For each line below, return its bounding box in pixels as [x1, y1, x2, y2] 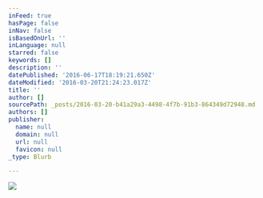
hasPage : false [8, 19, 59, 27]
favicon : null [15, 145, 62, 153]
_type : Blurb [8, 152, 52, 160]
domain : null [15, 130, 59, 138]
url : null [15, 137, 48, 146]
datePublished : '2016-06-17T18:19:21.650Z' [8, 71, 156, 79]
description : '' [8, 64, 62, 72]
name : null [15, 123, 52, 131]
